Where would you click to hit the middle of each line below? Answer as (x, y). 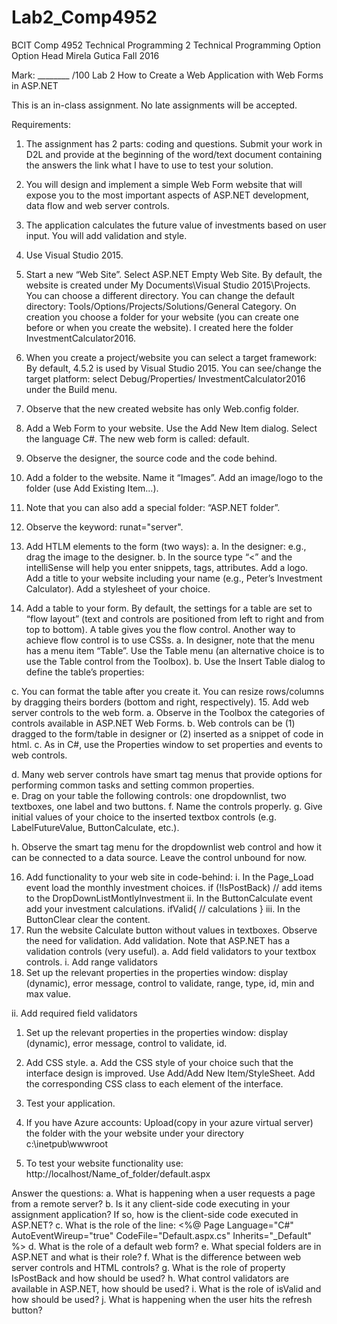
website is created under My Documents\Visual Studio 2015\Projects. (168, 285)
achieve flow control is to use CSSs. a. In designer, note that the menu (170, 640)
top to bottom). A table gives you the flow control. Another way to (160, 629)
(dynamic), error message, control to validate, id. (126, 1043)
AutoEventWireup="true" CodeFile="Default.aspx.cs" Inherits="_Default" (161, 1235)
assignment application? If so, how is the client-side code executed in (155, 1214)
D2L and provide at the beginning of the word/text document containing (174, 154)
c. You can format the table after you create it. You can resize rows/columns (168, 691)
